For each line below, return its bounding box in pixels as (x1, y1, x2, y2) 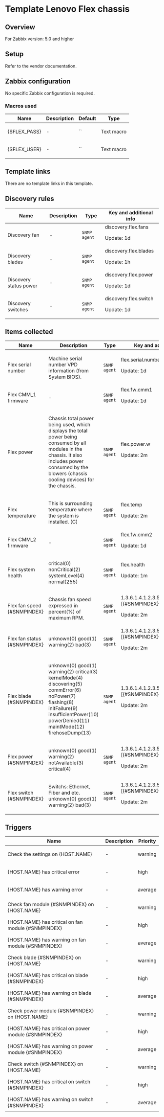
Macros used (5, 102, 37, 109)
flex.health (121, 561, 145, 568)
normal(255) (48, 578, 78, 585)
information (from (48, 367, 89, 374)
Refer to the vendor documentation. (5, 63, 77, 69)
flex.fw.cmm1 (121, 387, 153, 393)
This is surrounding (48, 500, 93, 507)
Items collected (5, 327, 53, 336)
